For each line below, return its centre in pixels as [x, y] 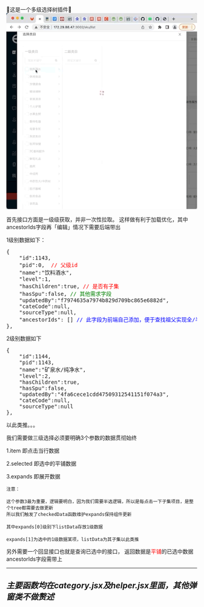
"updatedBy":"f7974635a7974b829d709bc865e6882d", [94, 300]
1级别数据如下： [26, 240]
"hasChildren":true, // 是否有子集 [69, 286]
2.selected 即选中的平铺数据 [41, 463]
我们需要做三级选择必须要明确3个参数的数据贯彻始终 [72, 438]
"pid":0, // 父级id [48, 265]
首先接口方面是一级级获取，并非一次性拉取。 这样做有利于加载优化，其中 [97, 219]
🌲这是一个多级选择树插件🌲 [39, 9]
